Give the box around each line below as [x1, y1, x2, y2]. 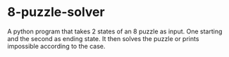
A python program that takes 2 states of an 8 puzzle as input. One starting [7, 27, 223, 35]
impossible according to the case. [7, 42, 106, 50]
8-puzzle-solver [7, 4, 105, 20]
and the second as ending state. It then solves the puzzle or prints [7, 34, 199, 42]
